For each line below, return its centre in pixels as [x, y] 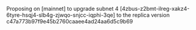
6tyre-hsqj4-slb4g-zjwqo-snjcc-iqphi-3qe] [61, 15]
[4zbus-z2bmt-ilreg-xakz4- [155, 9]
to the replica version [143, 15]
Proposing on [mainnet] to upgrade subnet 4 [62, 9]
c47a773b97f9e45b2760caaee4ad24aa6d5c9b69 [70, 21]
